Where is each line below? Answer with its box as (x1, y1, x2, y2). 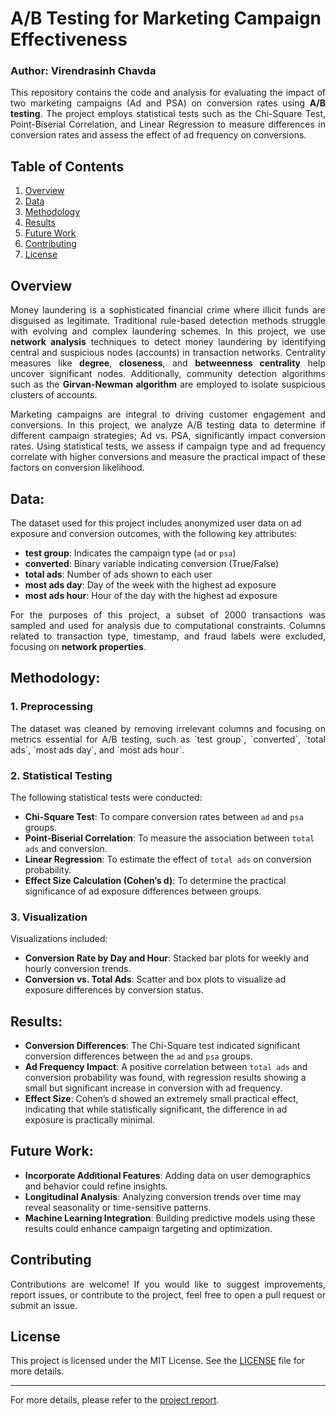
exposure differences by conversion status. (24, 984, 204, 996)
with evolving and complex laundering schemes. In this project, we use (10, 325, 326, 337)
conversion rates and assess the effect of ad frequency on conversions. (10, 129, 307, 141)
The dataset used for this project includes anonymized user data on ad (10, 517, 302, 529)
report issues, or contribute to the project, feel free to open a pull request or (10, 1288, 326, 1301)
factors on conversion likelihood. (10, 462, 145, 474)
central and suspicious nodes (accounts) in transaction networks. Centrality (10, 347, 326, 359)
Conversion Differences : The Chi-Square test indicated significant (24, 1040, 301, 1052)
